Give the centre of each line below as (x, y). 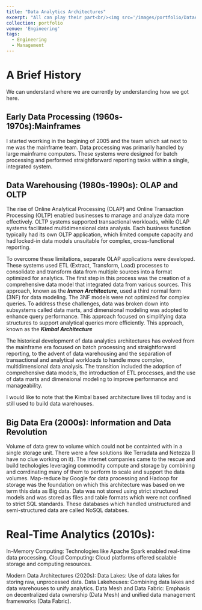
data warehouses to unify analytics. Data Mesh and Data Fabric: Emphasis (98, 588)
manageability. (24, 386)
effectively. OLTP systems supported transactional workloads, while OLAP (98, 222)
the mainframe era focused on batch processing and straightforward (91, 347)
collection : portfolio (35, 23)
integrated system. (29, 166)
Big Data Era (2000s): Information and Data (89, 422)
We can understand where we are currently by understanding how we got (98, 91)
